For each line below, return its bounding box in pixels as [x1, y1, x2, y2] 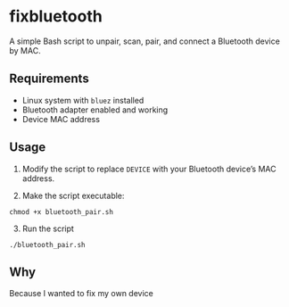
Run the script [21, 223, 74, 234]
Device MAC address [21, 113, 101, 124]
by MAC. [9, 45, 42, 55]
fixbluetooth [9, 6, 103, 27]
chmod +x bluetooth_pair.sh [9, 207, 114, 216]
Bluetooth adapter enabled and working [21, 104, 169, 115]
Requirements [9, 71, 89, 87]
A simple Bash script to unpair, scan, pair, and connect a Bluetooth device [9, 36, 281, 46]
